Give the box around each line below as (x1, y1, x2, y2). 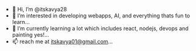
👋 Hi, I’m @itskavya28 (12, 6, 67, 13)
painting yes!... (12, 31, 50, 38)
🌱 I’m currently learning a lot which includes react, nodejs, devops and (12, 25, 189, 32)
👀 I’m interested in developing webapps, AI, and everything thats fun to (12, 12, 191, 19)
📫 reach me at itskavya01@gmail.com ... (12, 38, 113, 45)
